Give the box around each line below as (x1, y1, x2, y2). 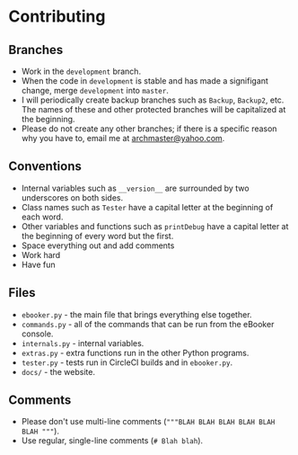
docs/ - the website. (21, 366, 96, 377)
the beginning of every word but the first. (21, 230, 174, 241)
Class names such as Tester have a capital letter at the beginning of (21, 201, 274, 212)
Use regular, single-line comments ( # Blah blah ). (21, 435, 204, 446)
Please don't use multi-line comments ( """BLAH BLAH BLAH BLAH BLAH (21, 416, 276, 427)
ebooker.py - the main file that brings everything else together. (21, 308, 252, 320)
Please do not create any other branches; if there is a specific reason (21, 123, 277, 134)
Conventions (8, 159, 83, 174)
